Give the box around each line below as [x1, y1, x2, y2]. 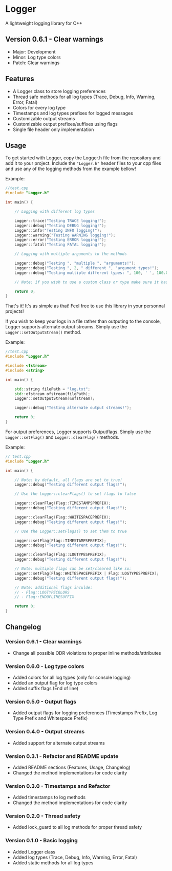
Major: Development [12, 48, 56, 54]
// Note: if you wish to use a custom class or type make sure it [14, 280, 159, 285]
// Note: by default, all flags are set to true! [14, 477, 123, 483]
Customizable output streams [12, 115, 75, 121]
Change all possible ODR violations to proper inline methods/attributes [12, 650, 161, 656]
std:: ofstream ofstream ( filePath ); [14, 391, 91, 396]
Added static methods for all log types [12, 859, 94, 866]
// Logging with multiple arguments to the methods [14, 251, 127, 257]
